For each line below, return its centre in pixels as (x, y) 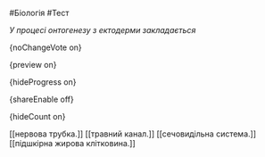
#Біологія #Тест (39, 13)
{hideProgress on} (43, 82)
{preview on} (33, 65)
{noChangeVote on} (46, 47)
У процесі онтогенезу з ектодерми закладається (103, 30)
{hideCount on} (37, 116)
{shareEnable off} (41, 99)
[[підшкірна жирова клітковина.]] (72, 143)
